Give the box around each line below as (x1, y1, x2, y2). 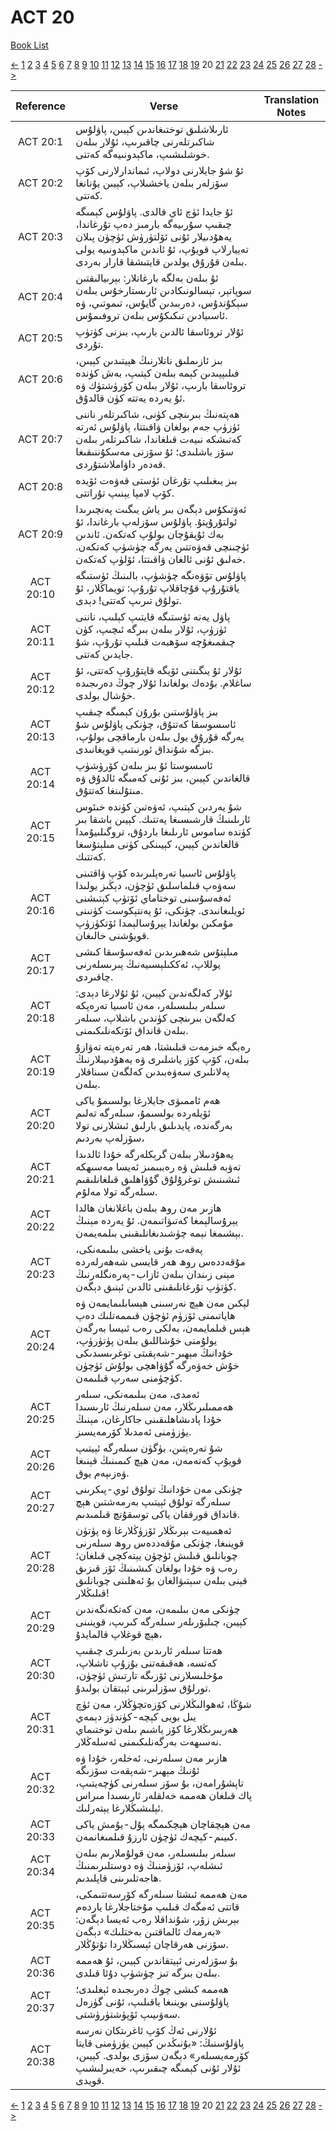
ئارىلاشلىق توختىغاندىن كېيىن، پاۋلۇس (75, 122, 229, 136)
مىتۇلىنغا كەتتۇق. (75, 783, 144, 797)
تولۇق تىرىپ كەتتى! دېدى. (75, 593, 182, 607)
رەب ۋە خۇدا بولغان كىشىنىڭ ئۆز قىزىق (75, 1561, 238, 1575)
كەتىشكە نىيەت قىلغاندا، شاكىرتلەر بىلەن (75, 432, 242, 446)
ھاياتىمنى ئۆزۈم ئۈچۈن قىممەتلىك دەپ (75, 1308, 236, 1322)
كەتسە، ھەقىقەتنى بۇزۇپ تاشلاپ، (75, 1656, 218, 1670)
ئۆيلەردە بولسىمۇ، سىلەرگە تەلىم (75, 1106, 212, 1120)
